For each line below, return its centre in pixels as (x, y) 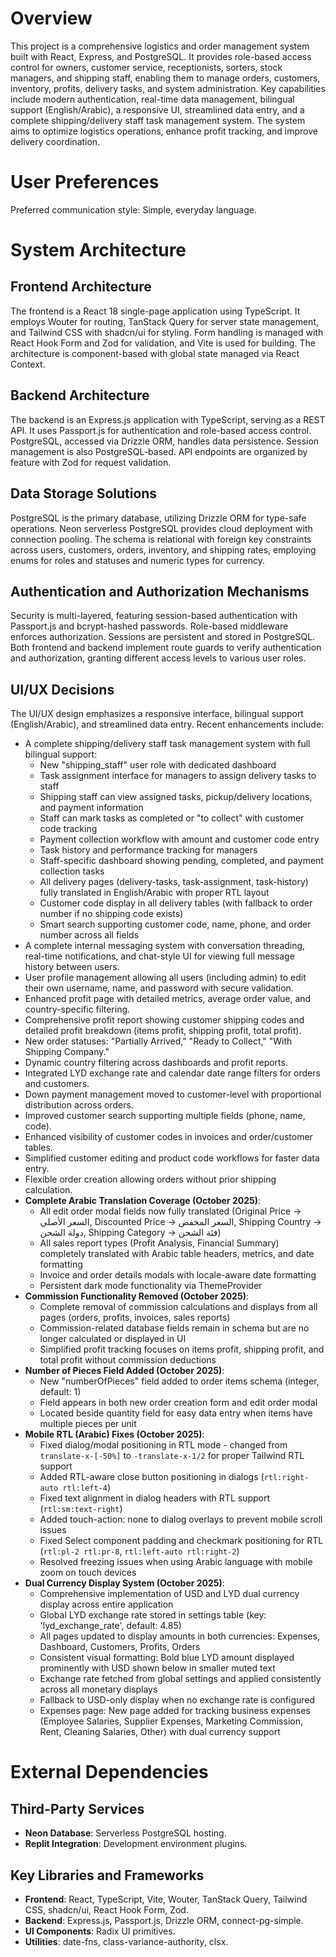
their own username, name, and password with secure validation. (159, 988)
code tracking (68, 829)
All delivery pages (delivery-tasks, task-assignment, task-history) (174, 882)
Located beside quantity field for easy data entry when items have (176, 1413)
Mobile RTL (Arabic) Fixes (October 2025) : (114, 1434)
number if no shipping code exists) (111, 914)
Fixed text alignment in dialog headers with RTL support (155, 1498)
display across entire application (106, 1604)
